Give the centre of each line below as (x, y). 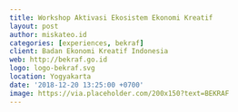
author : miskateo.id (49, 34)
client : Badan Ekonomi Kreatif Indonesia (89, 51)
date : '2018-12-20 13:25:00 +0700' (77, 85)
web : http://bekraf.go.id (58, 60)
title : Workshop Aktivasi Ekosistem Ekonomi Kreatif (111, 18)
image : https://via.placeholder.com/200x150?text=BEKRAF (119, 93)
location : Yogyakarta (50, 77)
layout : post (34, 26)
